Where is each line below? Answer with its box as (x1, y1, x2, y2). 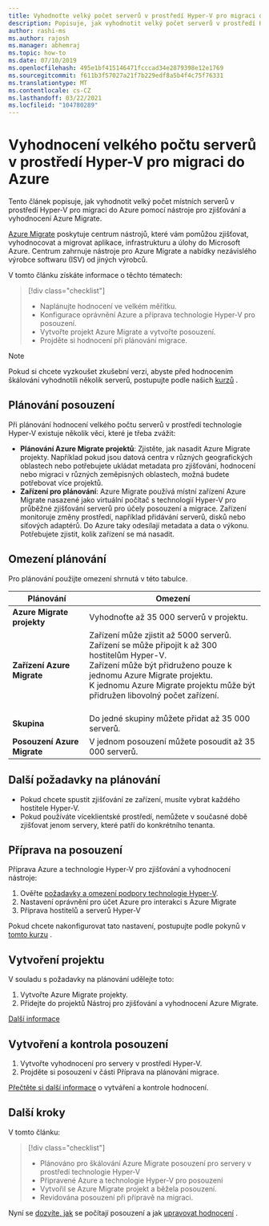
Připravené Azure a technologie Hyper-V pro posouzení (39, 1175, 223, 1185)
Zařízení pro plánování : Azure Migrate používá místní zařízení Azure (19, 487, 247, 496)
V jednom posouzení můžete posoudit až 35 (89, 735, 255, 747)
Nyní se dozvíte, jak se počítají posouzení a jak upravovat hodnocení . (8, 1208, 239, 1217)
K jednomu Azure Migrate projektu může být (89, 679, 255, 690)
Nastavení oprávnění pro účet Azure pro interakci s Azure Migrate (19, 897, 237, 907)
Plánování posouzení (8, 398, 115, 412)
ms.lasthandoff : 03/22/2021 (8, 94, 102, 102)
